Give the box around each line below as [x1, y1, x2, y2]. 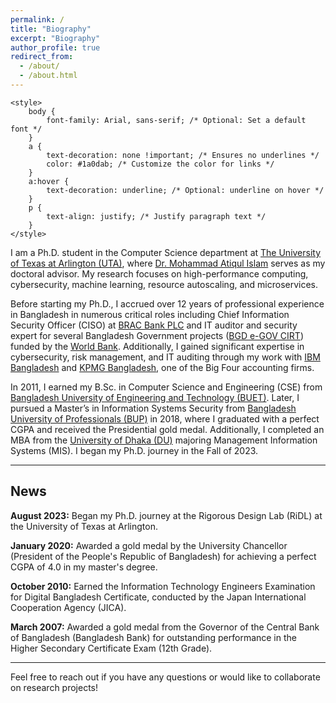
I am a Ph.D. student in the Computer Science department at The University [10, 246, 322, 258]
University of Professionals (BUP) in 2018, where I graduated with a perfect [10, 412, 320, 425]
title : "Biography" [10, 24, 92, 34]
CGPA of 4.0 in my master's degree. [10, 561, 158, 573]
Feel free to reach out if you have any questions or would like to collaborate [10, 671, 321, 683]
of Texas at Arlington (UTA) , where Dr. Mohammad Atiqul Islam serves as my [10, 257, 326, 269]
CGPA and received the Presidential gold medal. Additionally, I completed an [10, 423, 325, 435]
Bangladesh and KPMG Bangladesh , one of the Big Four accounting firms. [10, 361, 315, 373]
